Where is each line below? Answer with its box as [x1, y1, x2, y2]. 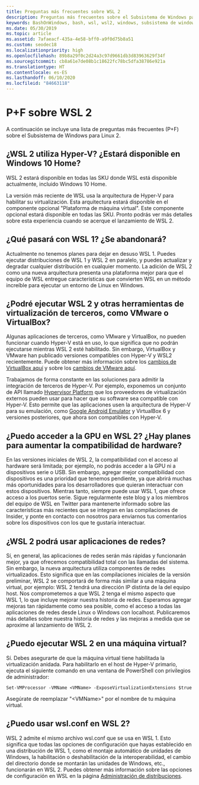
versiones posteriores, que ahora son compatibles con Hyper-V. [6, 414, 162, 421]
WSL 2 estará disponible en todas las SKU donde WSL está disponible [6, 174, 178, 181]
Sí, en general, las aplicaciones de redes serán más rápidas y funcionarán [6, 552, 187, 559]
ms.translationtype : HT [6, 63, 65, 70]
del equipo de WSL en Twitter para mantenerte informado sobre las [6, 500, 171, 507]
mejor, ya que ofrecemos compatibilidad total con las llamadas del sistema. [6, 558, 190, 565]
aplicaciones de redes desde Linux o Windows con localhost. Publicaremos [6, 609, 191, 616]
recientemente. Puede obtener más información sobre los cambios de [6, 358, 176, 366]
